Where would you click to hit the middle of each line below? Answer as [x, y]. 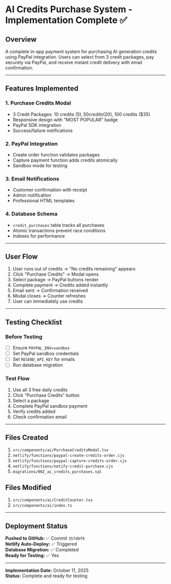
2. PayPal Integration [32, 144]
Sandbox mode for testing [40, 165]
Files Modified [28, 487]
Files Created [27, 437]
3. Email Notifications [32, 178]
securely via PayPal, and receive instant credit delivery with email [74, 62]
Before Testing [24, 336]
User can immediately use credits [48, 301]
